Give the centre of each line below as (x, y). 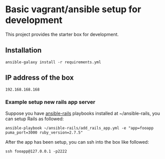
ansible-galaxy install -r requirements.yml (53, 62)
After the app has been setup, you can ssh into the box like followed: (77, 142)
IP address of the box (39, 78)
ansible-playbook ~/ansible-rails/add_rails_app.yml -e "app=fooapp (79, 128)
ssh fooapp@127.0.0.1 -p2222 (36, 151)
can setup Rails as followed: (35, 119)
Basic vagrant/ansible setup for (73, 9)
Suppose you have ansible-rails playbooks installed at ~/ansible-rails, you (83, 113)
